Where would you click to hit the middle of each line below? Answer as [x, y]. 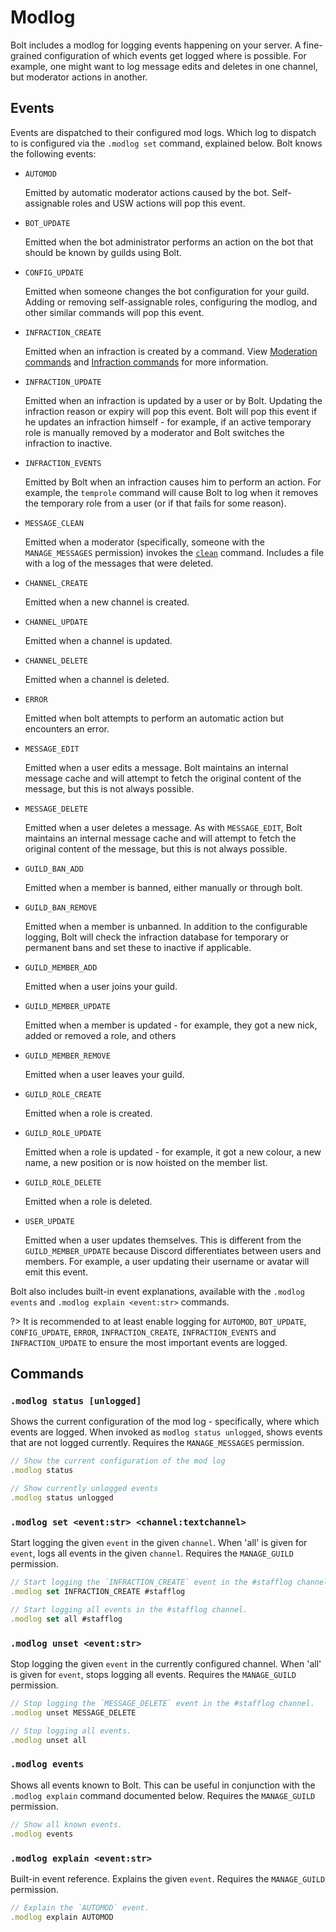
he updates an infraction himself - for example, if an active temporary [168, 422]
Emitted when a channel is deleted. [97, 679]
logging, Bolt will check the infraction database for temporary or [157, 937]
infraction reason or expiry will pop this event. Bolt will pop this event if [171, 411]
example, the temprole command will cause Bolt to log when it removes [171, 492]
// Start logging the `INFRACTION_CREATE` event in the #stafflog [151, 1582]
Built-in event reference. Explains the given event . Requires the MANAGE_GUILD [168, 1878]
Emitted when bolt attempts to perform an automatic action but [154, 718]
